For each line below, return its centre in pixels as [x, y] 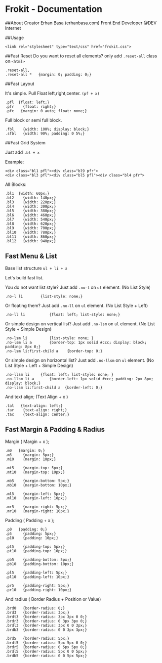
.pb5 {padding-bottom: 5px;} [38, 560]
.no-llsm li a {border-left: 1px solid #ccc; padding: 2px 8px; [79, 379]
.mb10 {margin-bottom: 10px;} [38, 485]
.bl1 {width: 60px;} [27, 193]
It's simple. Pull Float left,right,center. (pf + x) [52, 93]
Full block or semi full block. [34, 120]
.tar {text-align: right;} [36, 410]
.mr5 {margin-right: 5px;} [36, 507]
